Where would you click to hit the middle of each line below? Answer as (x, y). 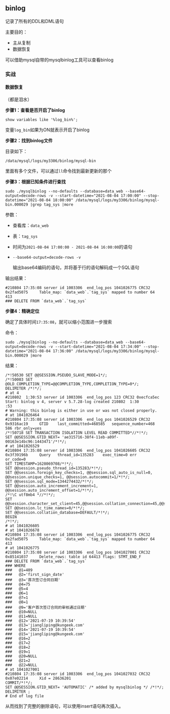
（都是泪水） (18, 99)
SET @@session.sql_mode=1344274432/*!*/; (50, 481)
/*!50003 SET (19, 379)
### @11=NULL (21, 616)
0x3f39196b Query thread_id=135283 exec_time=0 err (71, 455)
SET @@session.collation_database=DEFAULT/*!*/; (57, 512)
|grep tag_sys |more (52, 205)
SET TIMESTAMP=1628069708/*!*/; (39, 464)
